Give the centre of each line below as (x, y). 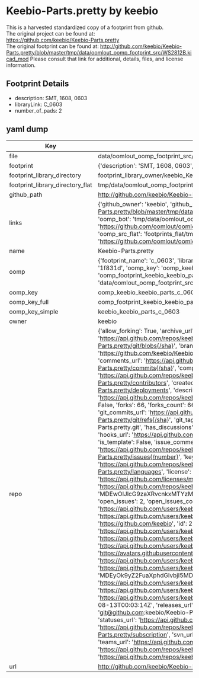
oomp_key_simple (34, 311)
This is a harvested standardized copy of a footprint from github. (85, 27)
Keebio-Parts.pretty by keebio (82, 11)
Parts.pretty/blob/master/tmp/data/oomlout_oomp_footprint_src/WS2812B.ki (99, 52)
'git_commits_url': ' (124, 412)
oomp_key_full (29, 302)
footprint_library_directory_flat (51, 185)
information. (21, 65)
